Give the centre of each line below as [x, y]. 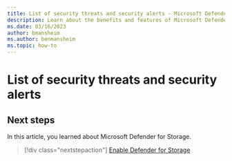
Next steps [31, 120]
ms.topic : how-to [32, 46]
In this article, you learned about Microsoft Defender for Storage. [99, 136]
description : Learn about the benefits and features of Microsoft [105, 20]
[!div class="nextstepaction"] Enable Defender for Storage [107, 150]
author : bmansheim [33, 33]
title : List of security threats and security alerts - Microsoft [105, 13]
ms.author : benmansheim [41, 39]
